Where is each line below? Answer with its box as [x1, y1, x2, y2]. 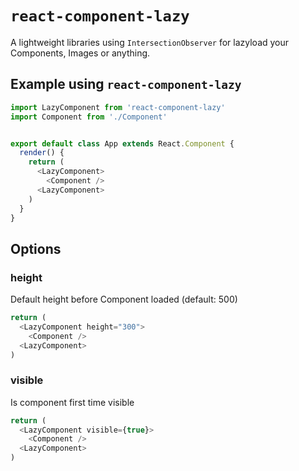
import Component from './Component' [10, 112, 168, 122]
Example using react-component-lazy [10, 76, 242, 93]
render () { [19, 148, 65, 158]
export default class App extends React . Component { [10, 138, 235, 149]
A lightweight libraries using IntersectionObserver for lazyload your [10, 36, 290, 48]
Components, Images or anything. [10, 47, 151, 59]
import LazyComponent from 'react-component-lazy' [10, 102, 226, 112]
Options [10, 240, 62, 257]
